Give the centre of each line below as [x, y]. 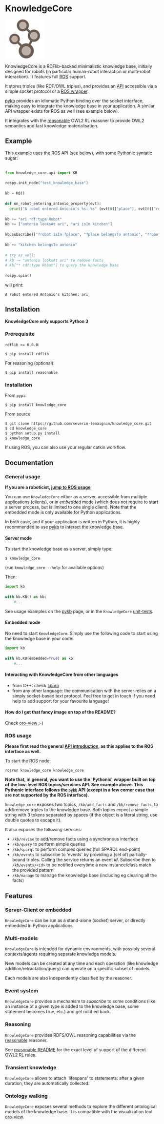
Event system [21, 991]
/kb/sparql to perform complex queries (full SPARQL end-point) [76, 849]
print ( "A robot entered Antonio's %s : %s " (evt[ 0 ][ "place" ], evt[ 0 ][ [82, 209]
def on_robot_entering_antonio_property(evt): [53, 204]
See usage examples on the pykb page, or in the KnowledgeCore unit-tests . [79, 611]
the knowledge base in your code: [39, 638]
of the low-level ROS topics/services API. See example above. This [74, 785]
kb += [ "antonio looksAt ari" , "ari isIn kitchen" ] [59, 224]
